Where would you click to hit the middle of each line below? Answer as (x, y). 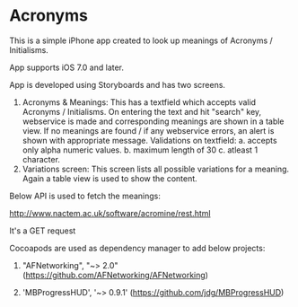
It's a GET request (43, 231)
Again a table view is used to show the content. (110, 178)
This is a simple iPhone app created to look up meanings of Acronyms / (141, 40)
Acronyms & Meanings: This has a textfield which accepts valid (139, 102)
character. (41, 159)
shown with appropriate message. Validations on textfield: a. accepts (149, 140)
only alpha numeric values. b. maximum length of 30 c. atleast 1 (140, 150)
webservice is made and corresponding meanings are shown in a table (153, 121)
